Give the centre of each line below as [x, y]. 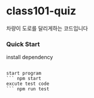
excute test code [28, 84]
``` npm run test [28, 89]
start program [24, 73]
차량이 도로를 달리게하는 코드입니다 [47, 28]
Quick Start [23, 44]
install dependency [30, 57]
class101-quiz [41, 11]
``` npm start [24, 79]
